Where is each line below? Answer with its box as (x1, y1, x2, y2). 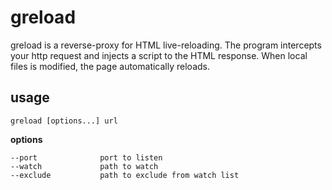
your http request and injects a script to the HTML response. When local (10, 49, 308, 61)
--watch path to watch (10, 161, 159, 171)
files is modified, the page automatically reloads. (10, 60, 210, 72)
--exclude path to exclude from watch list (10, 170, 240, 180)
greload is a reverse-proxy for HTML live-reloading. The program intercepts (10, 39, 322, 51)
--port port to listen (10, 152, 163, 163)
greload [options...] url (10, 116, 118, 126)
